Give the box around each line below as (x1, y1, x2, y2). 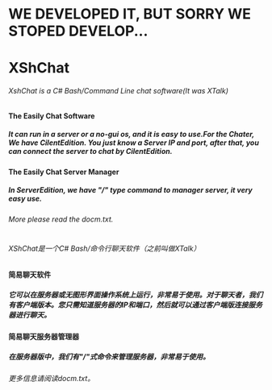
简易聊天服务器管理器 (8, 332, 79, 342)
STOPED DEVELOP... (8, 22, 149, 40)
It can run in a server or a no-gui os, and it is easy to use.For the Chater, (8, 130, 254, 139)
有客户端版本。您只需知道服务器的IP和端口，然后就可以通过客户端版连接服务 (8, 300, 262, 309)
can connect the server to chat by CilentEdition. (8, 147, 173, 156)
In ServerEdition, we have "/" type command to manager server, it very (8, 185, 253, 195)
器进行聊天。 (8, 309, 51, 319)
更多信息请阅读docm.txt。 (8, 374, 95, 384)
